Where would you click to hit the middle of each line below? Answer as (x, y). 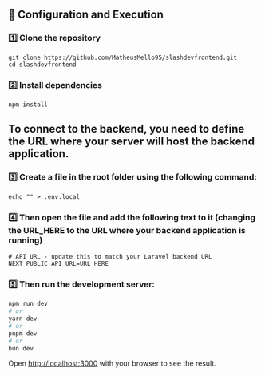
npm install (28, 105)
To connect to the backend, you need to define (127, 129)
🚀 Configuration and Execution (86, 15)
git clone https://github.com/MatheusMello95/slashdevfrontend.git (123, 57)
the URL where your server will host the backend (132, 142)
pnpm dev (23, 333)
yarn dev (23, 319)
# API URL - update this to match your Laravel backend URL (111, 256)
